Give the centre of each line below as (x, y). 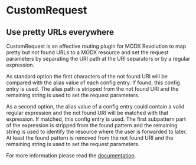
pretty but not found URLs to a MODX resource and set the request (87, 52)
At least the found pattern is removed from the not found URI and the (90, 138)
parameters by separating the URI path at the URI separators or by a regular (98, 59)
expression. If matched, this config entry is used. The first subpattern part (96, 119)
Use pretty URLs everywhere (60, 32)
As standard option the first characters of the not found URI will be (87, 76)
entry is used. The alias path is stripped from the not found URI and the (92, 89)
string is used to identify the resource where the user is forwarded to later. (97, 131)
